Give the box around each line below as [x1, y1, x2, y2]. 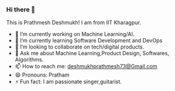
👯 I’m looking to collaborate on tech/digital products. [14, 43, 144, 50]
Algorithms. [14, 56, 44, 63]
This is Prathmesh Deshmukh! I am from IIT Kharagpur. [6, 19, 141, 26]
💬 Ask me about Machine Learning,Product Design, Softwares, [14, 50, 170, 57]
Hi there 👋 [6, 5, 36, 14]
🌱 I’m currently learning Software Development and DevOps [14, 37, 163, 44]
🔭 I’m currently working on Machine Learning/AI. [14, 31, 135, 38]
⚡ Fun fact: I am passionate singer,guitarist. [14, 78, 122, 86]
